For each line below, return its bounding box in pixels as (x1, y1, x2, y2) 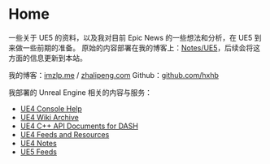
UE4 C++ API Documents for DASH (20, 121, 138, 131)
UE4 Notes (20, 138, 57, 148)
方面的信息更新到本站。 (8, 53, 87, 63)
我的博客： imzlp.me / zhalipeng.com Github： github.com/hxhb (8, 70, 220, 80)
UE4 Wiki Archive (20, 112, 79, 122)
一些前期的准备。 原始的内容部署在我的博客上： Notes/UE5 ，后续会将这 (22, 42, 261, 53)
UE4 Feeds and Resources (20, 129, 110, 139)
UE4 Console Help (20, 103, 83, 114)
